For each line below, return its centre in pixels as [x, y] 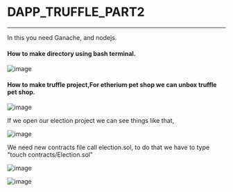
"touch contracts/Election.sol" [50, 155]
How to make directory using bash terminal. [72, 53]
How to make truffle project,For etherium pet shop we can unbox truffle [112, 84]
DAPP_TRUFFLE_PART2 [76, 12]
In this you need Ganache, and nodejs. [62, 37]
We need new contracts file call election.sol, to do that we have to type [109, 147]
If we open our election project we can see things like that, [91, 121]
